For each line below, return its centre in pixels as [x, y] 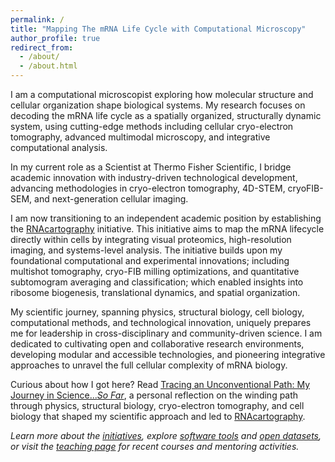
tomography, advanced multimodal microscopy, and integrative [140, 137]
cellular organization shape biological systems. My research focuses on [158, 105]
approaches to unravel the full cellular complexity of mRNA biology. [149, 365]
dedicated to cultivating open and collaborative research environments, [157, 344]
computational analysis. [59, 147]
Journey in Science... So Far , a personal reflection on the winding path [154, 395]
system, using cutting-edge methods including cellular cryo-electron [152, 126]
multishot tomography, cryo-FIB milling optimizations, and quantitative [155, 271]
